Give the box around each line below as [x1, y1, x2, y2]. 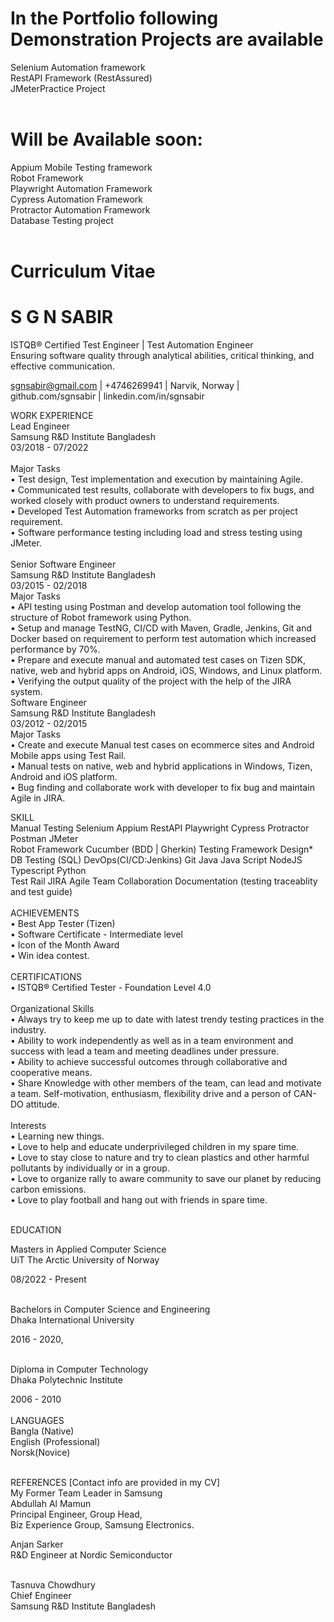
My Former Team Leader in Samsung [10, 1487, 163, 1499]
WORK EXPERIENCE [10, 410, 94, 421]
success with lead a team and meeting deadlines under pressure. [10, 1045, 280, 1057]
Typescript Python [10, 865, 87, 876]
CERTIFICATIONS [10, 971, 82, 982]
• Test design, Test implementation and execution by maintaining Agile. [10, 473, 304, 485]
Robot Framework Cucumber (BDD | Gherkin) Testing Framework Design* [10, 843, 314, 855]
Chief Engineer [10, 1590, 72, 1601]
